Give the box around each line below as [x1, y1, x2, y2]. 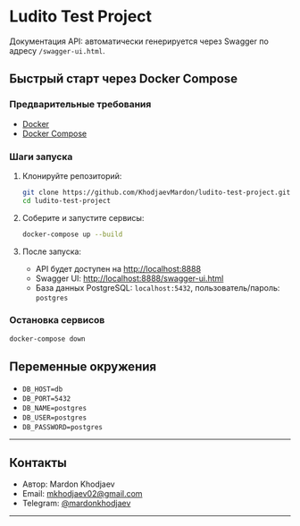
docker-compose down [9, 334, 87, 344]
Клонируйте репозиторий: [21, 170, 122, 181]
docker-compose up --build [21, 230, 123, 239]
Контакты [9, 454, 67, 471]
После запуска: [21, 246, 82, 257]
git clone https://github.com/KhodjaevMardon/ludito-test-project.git [21, 188, 291, 197]
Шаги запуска [9, 150, 73, 163]
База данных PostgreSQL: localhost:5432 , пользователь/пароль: [35, 282, 280, 293]
